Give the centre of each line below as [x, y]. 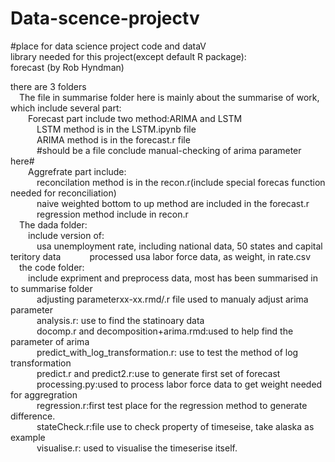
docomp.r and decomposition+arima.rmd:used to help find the [165, 331]
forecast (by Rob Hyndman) [67, 67]
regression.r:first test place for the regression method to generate [172, 405]
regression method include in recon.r [112, 214]
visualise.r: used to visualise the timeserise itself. [137, 448]
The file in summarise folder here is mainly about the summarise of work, [169, 97]
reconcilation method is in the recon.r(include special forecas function [181, 182]
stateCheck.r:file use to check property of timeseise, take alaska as [175, 426]
